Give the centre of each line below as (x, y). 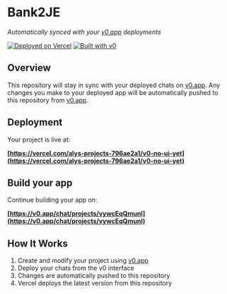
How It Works (38, 243)
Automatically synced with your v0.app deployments (84, 32)
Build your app (40, 182)
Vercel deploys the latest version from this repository (95, 283)
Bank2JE (34, 12)
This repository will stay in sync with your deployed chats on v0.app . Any (114, 85)
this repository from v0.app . (48, 100)
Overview (29, 68)
